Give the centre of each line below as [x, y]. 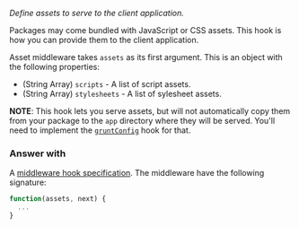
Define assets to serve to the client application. [97, 13]
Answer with [38, 153]
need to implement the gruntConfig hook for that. [100, 130]
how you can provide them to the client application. [104, 40]
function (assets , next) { [57, 199]
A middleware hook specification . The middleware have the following [137, 173]
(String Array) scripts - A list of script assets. [106, 84]
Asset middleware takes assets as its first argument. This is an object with [146, 57]
